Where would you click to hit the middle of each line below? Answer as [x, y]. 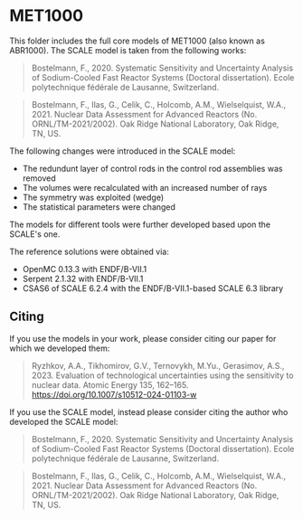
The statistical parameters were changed [99, 207]
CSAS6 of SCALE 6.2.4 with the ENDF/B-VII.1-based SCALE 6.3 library [153, 288]
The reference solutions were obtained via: [90, 251]
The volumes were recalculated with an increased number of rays [145, 187]
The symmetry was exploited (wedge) [93, 197]
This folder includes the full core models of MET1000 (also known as [137, 41]
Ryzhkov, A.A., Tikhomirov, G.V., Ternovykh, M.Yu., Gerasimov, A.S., [158, 365]
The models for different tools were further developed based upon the [140, 224]
